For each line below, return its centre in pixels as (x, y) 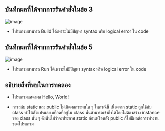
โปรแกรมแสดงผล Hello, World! (40, 97)
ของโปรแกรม (23, 124)
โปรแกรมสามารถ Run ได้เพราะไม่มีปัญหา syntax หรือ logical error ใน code (79, 69)
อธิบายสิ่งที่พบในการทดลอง (38, 85)
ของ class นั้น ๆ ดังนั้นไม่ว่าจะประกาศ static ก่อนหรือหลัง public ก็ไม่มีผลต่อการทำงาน (85, 118)
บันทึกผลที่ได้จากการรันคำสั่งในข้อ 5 (49, 48)
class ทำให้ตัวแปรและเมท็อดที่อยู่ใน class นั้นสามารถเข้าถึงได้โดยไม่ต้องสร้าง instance (86, 113)
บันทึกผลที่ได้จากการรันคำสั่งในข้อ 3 (49, 10)
